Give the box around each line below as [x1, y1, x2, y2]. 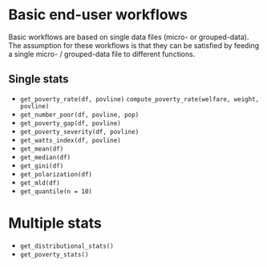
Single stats [8, 72, 70, 86]
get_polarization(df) [19, 170, 92, 178]
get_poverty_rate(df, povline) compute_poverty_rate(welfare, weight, [19, 95, 260, 103]
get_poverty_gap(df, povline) [19, 119, 122, 127]
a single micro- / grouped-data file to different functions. [8, 49, 196, 59]
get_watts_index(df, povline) [19, 136, 122, 144]
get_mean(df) [19, 144, 64, 153]
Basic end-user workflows [8, 6, 188, 24]
